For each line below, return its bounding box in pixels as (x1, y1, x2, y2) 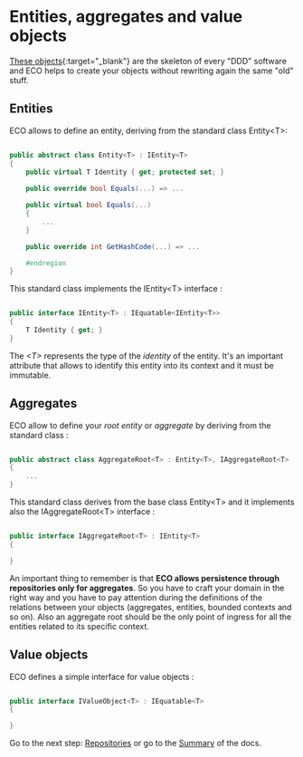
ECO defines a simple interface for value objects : (9, 671, 194, 682)
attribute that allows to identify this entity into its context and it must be (9, 359, 274, 370)
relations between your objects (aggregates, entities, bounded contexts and (9, 601, 292, 612)
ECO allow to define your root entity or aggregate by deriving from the (9, 419, 271, 431)
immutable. (9, 369, 52, 380)
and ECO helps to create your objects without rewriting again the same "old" (9, 65, 294, 76)
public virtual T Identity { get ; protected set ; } (25, 168, 224, 177)
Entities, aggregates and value (9, 6, 243, 27)
